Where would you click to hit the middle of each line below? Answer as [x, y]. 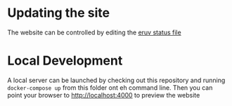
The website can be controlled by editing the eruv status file [94, 32]
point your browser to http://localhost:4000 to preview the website [104, 95]
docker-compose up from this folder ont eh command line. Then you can [110, 87]
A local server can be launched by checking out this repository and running [116, 80]
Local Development [65, 61]
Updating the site [59, 13]
